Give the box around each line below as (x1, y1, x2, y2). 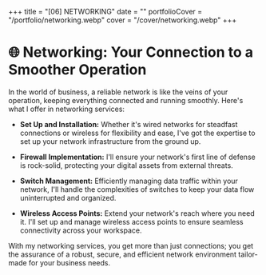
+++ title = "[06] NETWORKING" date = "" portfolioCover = (8, 7, 203, 16)
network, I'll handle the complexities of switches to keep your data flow (19, 184, 255, 194)
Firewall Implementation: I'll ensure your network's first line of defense (19, 152, 256, 161)
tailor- (238, 249, 258, 259)
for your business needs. (28, 257, 111, 267)
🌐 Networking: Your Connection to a (8, 43, 254, 62)
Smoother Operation (8, 61, 147, 79)
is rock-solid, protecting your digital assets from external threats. (19, 160, 233, 170)
